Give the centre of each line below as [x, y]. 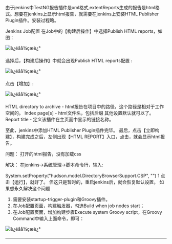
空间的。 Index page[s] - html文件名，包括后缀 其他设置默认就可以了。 [80, 113]
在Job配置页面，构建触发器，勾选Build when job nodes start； [79, 206]
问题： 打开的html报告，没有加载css [44, 154]
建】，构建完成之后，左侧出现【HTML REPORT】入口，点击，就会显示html [83, 137]
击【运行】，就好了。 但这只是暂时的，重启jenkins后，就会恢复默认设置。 [82, 182]
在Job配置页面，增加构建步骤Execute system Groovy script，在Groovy [87, 212]
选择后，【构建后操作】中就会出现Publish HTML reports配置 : [69, 61]
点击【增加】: [20, 84]
